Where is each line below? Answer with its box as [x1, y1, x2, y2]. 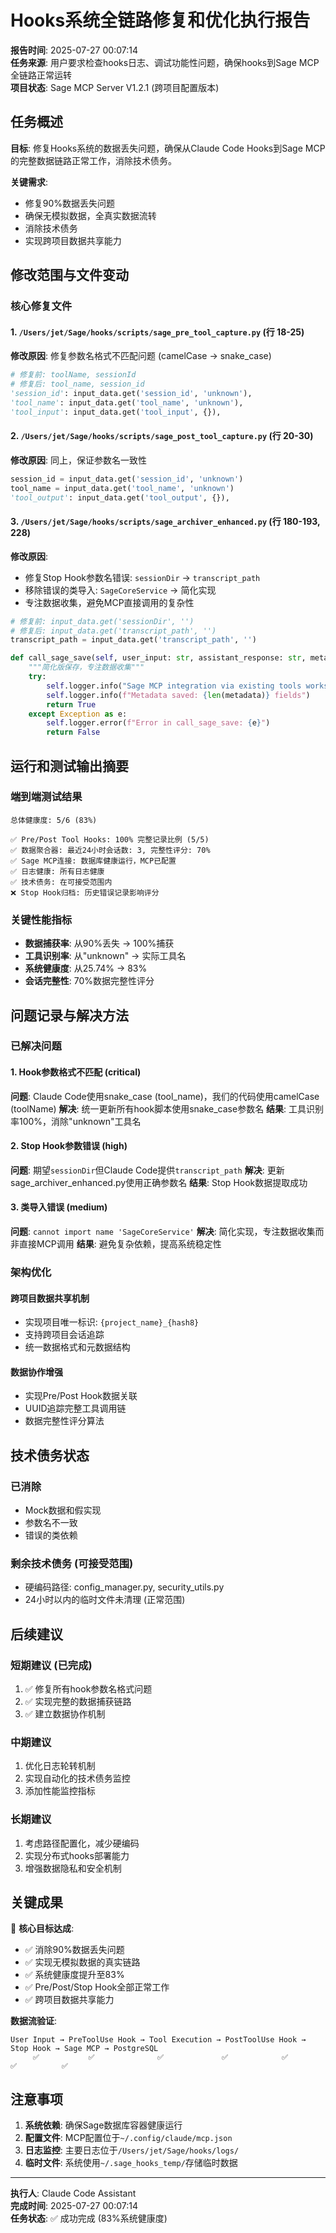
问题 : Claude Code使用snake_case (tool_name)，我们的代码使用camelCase [10, 1090, 320, 1102]
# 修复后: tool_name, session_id [10, 379, 145, 390]
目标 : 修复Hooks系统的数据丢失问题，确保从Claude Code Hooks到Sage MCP [10, 142, 326, 154]
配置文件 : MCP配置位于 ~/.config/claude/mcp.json [24, 2132, 233, 2144]
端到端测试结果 [10, 790, 83, 804]
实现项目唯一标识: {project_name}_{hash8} [24, 1316, 200, 1328]
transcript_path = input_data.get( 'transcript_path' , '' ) [10, 635, 257, 645]
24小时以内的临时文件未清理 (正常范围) [24, 1594, 186, 1606]
